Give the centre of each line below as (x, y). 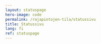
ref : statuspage (22, 33)
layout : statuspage (26, 10)
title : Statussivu (24, 24)
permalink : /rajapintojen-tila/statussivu (50, 19)
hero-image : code (23, 15)
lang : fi (14, 29)
